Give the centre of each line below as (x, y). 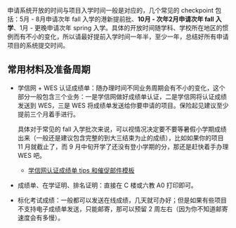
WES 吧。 (31, 155)
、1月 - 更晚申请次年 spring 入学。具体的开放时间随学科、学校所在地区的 (118, 28)
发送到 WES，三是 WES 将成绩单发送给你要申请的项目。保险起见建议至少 (123, 105)
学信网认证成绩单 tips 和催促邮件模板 (81, 170)
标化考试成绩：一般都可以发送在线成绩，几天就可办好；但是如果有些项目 (122, 200)
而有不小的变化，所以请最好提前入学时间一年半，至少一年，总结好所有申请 (121, 36)
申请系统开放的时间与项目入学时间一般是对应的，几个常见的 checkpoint (111, 10)
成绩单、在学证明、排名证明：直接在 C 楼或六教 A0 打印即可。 (107, 185)
